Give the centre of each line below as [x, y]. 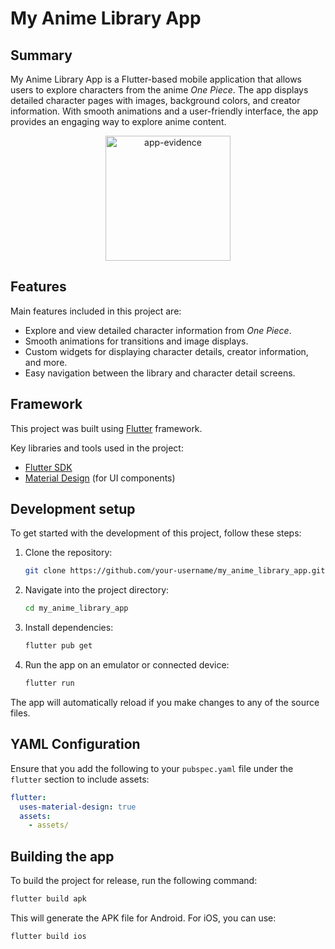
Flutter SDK [48, 467]
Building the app [62, 856]
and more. [46, 362]
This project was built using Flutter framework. [106, 428]
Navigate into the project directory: [97, 590]
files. [20, 713]
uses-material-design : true [78, 807]
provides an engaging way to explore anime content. [118, 121]
